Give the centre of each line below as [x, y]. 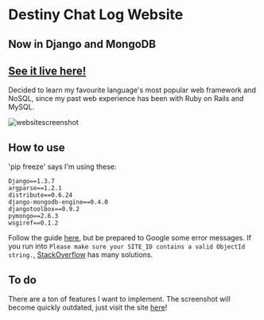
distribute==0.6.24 [41, 195]
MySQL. [21, 107]
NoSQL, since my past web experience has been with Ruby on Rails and [126, 99]
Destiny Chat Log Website [96, 15]
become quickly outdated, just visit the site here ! [88, 307]
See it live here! [47, 70]
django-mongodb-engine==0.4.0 [58, 202]
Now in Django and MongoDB [82, 44]
